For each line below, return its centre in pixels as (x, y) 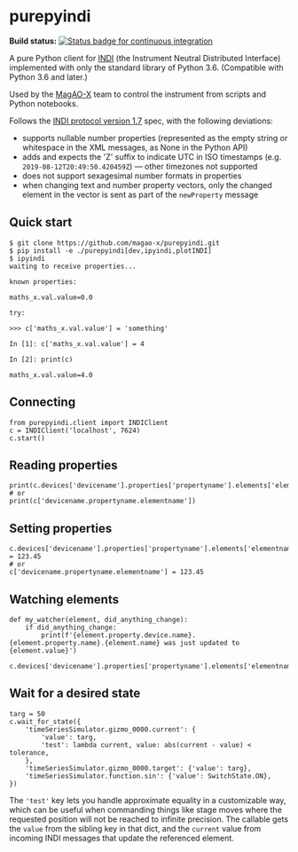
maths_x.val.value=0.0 (51, 297)
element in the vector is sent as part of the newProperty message (140, 194)
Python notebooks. (44, 103)
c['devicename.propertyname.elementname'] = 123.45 (106, 572)
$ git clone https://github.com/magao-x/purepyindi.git (114, 243)
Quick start (41, 222)
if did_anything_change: (71, 627)
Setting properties (61, 529)
